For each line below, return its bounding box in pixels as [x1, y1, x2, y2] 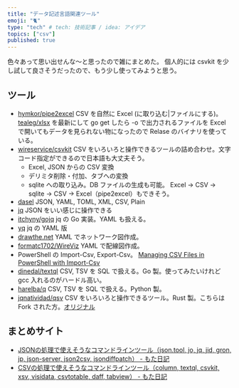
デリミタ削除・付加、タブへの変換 [28, 172, 129, 180]
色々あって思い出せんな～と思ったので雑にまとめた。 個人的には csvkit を [7, 58, 223, 66]
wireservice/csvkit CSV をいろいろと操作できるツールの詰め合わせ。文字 [17, 145, 231, 153]
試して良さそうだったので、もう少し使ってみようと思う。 [13, 66, 181, 75]
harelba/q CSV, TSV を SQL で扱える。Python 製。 [17, 284, 166, 293]
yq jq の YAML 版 [17, 224, 68, 232]
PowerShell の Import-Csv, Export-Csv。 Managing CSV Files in [17, 250, 205, 258]
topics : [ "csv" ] [7, 30, 55, 38]
